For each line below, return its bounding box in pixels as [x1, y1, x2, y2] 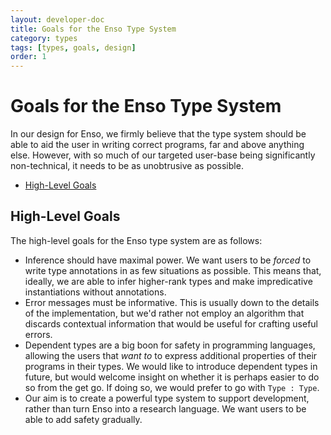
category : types [10, 33, 78, 43]
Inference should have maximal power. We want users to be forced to [24, 254, 312, 266]
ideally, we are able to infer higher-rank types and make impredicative [24, 275, 313, 287]
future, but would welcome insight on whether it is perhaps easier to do [24, 371, 320, 383]
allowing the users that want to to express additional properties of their [24, 349, 318, 361]
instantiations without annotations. [24, 286, 167, 298]
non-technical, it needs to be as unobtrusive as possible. [10, 160, 244, 172]
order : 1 [10, 52, 47, 62]
